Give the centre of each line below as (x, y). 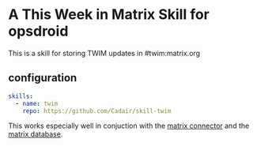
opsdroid (38, 31)
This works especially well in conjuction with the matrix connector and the (129, 126)
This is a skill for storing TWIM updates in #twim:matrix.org (104, 53)
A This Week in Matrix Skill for (109, 15)
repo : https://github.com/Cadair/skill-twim (97, 111)
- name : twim (37, 103)
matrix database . (36, 134)
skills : (21, 96)
